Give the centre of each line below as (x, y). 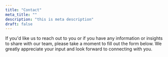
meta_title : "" (21, 15)
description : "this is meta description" (50, 19)
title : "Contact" (24, 10)
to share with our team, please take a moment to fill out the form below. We (83, 44)
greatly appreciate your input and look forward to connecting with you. (79, 49)
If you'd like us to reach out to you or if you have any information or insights (84, 38)
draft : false (19, 24)
